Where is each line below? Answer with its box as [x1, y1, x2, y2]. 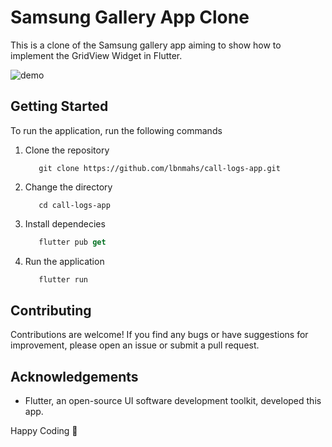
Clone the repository [24, 144, 110, 156]
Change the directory [24, 181, 113, 193]
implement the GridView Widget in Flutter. [10, 49, 183, 61]
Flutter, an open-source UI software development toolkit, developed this [24, 395, 322, 407]
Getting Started [10, 98, 109, 115]
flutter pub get [38, 237, 107, 247]
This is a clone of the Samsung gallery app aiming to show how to [10, 39, 282, 51]
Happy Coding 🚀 [10, 425, 78, 437]
